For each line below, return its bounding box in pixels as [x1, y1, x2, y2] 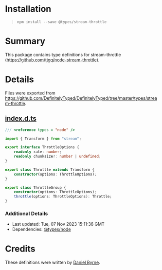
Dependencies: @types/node [12, 226, 71, 232]
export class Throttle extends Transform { [5, 167, 95, 172]
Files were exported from [5, 90, 55, 96]
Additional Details [5, 210, 48, 217]
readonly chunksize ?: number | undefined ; [14, 154, 101, 159]
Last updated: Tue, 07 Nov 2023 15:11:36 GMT [12, 221, 105, 227]
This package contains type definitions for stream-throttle [5, 52, 121, 57]
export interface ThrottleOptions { [5, 145, 79, 150]
